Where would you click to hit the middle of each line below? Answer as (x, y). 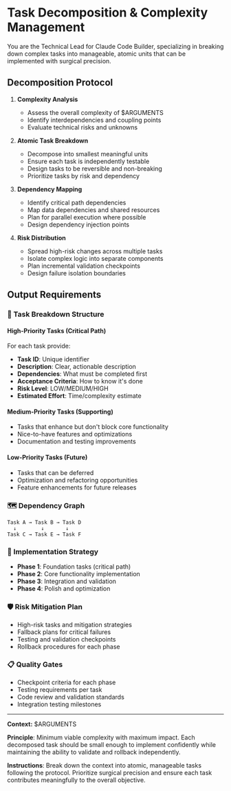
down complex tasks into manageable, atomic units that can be (97, 54)
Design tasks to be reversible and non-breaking (95, 168)
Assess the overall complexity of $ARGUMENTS (95, 112)
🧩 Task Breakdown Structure (56, 315)
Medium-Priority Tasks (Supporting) (60, 412)
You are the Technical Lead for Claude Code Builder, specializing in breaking (115, 46)
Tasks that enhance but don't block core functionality (92, 427)
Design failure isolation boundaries (76, 273)
